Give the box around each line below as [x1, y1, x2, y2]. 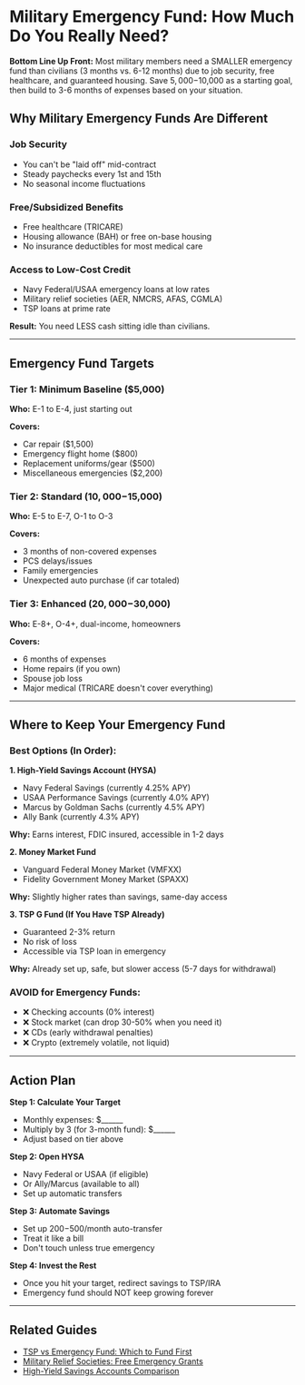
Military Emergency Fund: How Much [9, 6, 295, 27]
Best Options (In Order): [9, 744, 117, 757]
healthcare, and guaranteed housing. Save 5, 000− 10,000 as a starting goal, [9, 74, 293, 85]
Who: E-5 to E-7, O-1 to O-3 [9, 511, 113, 522]
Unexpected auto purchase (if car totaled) [22, 575, 180, 586]
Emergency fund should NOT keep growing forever [22, 1287, 214, 1299]
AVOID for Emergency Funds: [9, 987, 141, 999]
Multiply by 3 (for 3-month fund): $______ [22, 1124, 175, 1135]
